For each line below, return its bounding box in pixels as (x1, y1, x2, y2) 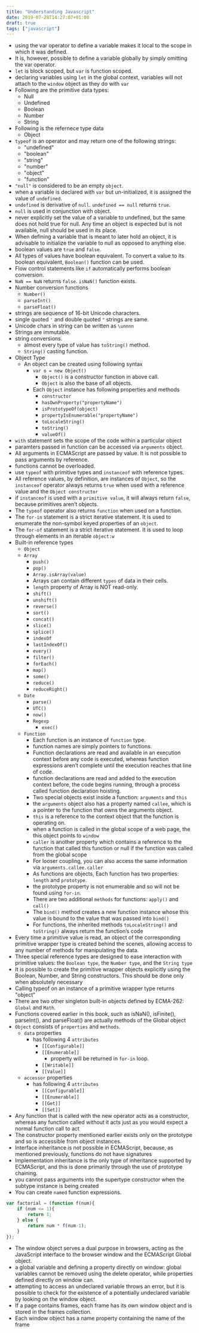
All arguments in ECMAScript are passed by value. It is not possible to (14, 450, 187, 457)
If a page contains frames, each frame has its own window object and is (14, 1302, 192, 1309)
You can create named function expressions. (14, 1188, 122, 1196)
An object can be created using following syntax (23, 360, 143, 368)
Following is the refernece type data (14, 125, 104, 132)
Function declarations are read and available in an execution (32, 749, 181, 756)
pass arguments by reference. (14, 456, 90, 464)
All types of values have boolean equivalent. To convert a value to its (14, 252, 185, 260)
